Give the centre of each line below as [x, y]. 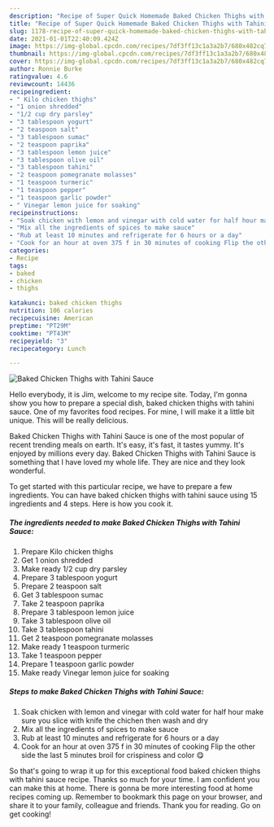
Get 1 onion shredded [57, 560]
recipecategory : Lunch [48, 348]
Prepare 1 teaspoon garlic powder [78, 664]
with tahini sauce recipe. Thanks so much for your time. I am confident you [135, 780]
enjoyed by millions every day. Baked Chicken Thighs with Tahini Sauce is [133, 453]
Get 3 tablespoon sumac [62, 595]
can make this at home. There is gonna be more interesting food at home [131, 788]
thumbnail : [28, 54]
